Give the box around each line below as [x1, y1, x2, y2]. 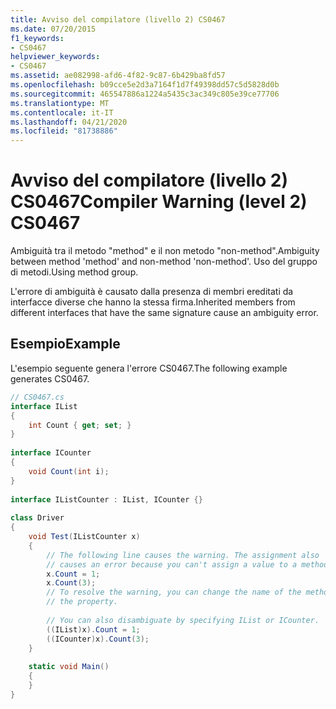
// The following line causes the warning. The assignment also [46, 550, 320, 560]
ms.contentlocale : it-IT [10, 107, 114, 118]
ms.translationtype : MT [10, 98, 110, 108]
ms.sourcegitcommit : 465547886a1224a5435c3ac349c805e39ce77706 [10, 89, 280, 99]
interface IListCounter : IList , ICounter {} [10, 494, 203, 505]
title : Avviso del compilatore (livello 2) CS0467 [10, 14, 226, 25]
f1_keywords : [10, 33, 65, 43]
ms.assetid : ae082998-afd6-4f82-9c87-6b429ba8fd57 [10, 71, 226, 81]
